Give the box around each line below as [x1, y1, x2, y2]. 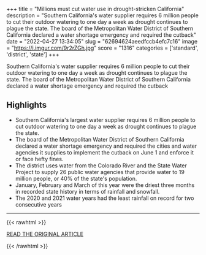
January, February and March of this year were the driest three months [15, 181, 195, 189]
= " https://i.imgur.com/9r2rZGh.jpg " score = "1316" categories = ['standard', [6, 44, 199, 51]
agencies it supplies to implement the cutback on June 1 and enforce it [15, 148, 194, 156]
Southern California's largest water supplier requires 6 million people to [15, 116, 196, 123]
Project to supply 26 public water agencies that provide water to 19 [15, 168, 185, 175]
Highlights [6, 100, 47, 110]
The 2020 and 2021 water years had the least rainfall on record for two [15, 194, 194, 202]
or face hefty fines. [15, 155, 64, 162]
